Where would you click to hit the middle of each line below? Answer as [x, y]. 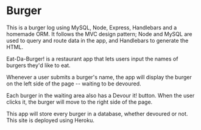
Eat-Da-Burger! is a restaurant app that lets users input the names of [92, 59]
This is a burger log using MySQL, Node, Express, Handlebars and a [92, 27]
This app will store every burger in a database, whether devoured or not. [97, 114]
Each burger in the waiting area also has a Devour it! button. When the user [100, 95]
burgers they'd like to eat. [39, 65]
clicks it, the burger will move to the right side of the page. [79, 102]
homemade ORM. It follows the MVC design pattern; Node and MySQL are [99, 34]
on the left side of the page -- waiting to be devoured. [74, 84]
